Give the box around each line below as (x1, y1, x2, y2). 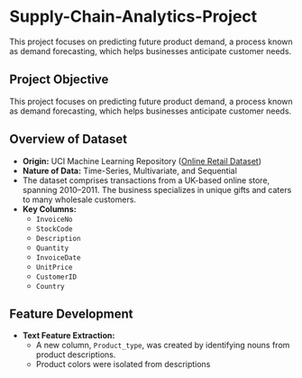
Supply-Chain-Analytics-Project (9, 6, 258, 27)
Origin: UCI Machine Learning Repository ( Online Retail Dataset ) (22, 155, 262, 166)
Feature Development (9, 306, 133, 321)
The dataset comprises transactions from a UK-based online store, (22, 174, 270, 186)
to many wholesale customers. (22, 194, 137, 205)
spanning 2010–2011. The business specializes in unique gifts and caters (22, 184, 292, 195)
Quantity (35, 244, 69, 253)
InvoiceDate (35, 253, 81, 263)
